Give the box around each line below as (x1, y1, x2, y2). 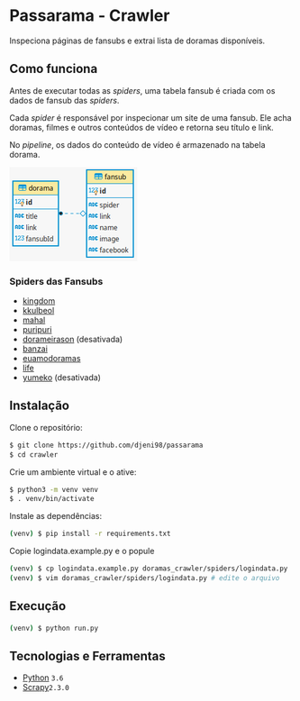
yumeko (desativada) (22, 372, 102, 383)
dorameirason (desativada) (22, 334, 123, 345)
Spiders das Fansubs (9, 275, 104, 287)
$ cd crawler (9, 450, 59, 460)
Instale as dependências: (9, 511, 103, 522)
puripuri (22, 324, 52, 335)
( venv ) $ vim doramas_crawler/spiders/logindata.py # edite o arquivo (9, 574, 280, 583)
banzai (22, 343, 48, 354)
